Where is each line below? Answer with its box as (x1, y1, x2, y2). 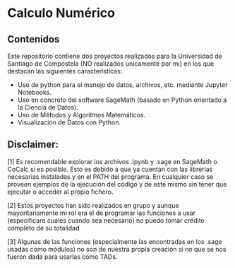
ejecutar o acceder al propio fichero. (7, 187, 114, 196)
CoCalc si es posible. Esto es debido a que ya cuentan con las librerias (7, 165, 213, 173)
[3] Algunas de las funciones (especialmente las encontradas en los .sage (7, 237, 222, 245)
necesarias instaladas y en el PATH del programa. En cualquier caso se (7, 172, 214, 181)
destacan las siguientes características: (7, 67, 123, 75)
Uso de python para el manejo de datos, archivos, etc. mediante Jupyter (17, 81, 228, 89)
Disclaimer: (7, 139, 59, 151)
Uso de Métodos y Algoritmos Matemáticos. (17, 111, 146, 119)
